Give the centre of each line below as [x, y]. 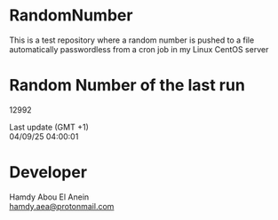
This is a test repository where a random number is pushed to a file [132, 40]
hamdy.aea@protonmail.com [62, 206]
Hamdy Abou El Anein [49, 197]
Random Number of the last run [127, 86]
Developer [48, 173]
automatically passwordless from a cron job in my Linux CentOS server [139, 49]
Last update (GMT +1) [49, 127]
